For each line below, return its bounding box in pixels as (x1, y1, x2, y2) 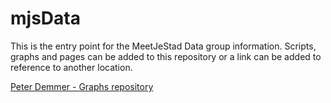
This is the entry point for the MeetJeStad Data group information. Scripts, (10, 40, 317, 52)
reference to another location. (10, 61, 133, 73)
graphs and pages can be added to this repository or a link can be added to (10, 50, 322, 62)
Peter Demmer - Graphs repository (10, 80, 154, 92)
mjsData (10, 7, 81, 30)
